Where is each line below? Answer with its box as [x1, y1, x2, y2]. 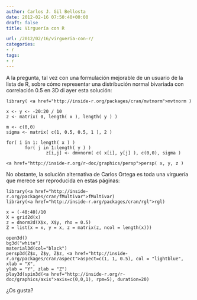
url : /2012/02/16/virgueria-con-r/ [6, 36, 94, 42]
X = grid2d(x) [6, 214, 41, 220]
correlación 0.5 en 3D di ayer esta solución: [6, 86, 112, 93]
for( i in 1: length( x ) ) [6, 140, 76, 146]
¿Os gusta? [6, 286, 34, 293]
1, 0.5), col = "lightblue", [112, 256, 184, 262]
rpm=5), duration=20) [96, 276, 150, 282]
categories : [6, 41, 35, 47]
